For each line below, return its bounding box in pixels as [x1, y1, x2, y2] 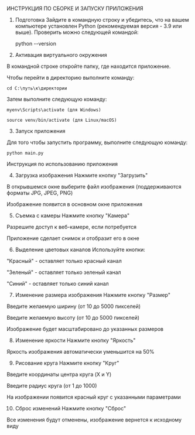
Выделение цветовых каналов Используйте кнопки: [15, 246, 146, 253]
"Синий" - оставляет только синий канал [6, 280, 109, 287]
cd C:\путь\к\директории [6, 85, 67, 91]
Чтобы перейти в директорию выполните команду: [6, 74, 135, 81]
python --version [15, 40, 56, 47]
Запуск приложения [15, 128, 66, 134]
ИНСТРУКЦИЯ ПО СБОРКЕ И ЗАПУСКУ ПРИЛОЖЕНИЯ [6, 5, 143, 12]
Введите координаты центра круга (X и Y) [6, 371, 112, 378]
